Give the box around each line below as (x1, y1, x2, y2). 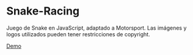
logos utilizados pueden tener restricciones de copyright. (6, 30, 151, 37)
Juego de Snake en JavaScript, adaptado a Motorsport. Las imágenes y (6, 24, 187, 31)
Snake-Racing (6, 4, 80, 18)
